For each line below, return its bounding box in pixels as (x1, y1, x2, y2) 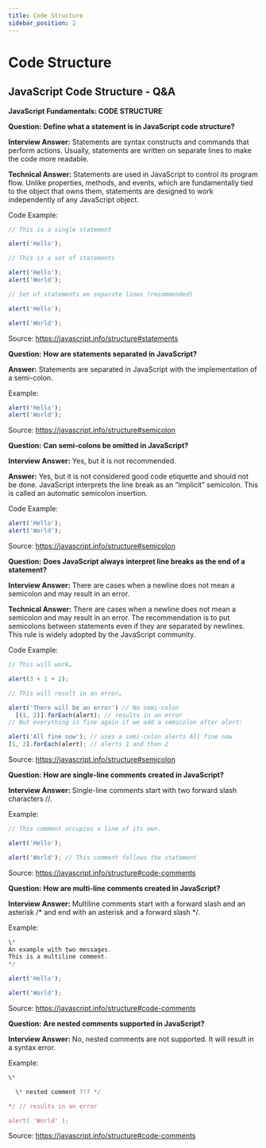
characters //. (8, 794, 53, 803)
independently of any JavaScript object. (8, 194, 139, 204)
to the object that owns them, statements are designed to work (8, 186, 214, 196)
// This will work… (8, 661, 73, 669)
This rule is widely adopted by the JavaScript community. (8, 630, 196, 639)
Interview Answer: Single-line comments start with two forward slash (8, 786, 237, 795)
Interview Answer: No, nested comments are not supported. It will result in (8, 1034, 254, 1044)
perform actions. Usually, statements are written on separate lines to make (8, 145, 252, 155)
